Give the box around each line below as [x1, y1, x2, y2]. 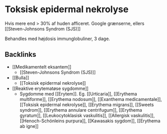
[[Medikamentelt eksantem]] [12, 63, 72, 70]
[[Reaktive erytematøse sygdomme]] [12, 85, 89, 91]
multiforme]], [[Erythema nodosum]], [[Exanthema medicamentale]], [19, 96, 162, 102]
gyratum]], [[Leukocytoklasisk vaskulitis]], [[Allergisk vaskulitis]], [19, 112, 155, 118]
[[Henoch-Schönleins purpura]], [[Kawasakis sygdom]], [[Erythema [19, 118, 160, 124]
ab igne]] [19, 123, 39, 129]
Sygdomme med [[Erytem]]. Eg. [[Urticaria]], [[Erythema [19, 90, 137, 97]
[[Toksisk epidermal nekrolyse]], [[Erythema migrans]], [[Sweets [19, 102, 154, 108]
